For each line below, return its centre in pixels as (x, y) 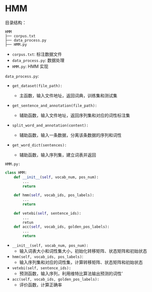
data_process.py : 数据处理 (38, 60)
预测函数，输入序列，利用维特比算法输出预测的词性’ (71, 274)
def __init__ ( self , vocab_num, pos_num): (56, 177)
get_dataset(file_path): (37, 86)
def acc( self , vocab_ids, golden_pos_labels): (62, 227)
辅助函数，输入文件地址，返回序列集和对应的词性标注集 (75, 115)
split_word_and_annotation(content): (50, 125)
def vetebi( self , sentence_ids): (48, 213)
